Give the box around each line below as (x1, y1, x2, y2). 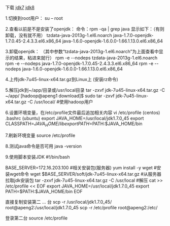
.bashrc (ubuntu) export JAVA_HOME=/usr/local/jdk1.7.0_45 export (5, 116, 144, 121)
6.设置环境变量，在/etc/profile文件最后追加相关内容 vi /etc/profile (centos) (5, 109, 160, 116)
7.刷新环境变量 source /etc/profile (5, 132, 76, 138)
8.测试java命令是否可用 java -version (5, 143, 82, 149)
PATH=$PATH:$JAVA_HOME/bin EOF (5, 188, 83, 194)
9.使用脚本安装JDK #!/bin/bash (5, 154, 70, 160)
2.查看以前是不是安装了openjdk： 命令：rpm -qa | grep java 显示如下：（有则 (5, 26, 165, 32)
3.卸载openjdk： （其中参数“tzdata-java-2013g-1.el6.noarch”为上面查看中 (5, 49, 159, 54)
